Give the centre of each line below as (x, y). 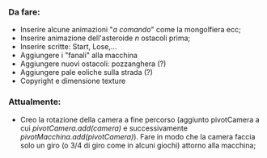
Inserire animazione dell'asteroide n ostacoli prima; (105, 38)
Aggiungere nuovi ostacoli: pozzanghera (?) (93, 64)
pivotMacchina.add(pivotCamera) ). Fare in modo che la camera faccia (138, 136)
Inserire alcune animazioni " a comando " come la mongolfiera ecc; (130, 30)
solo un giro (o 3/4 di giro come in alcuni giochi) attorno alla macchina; (138, 145)
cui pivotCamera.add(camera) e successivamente (104, 128)
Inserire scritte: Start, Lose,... (68, 47)
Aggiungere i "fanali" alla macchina (78, 56)
